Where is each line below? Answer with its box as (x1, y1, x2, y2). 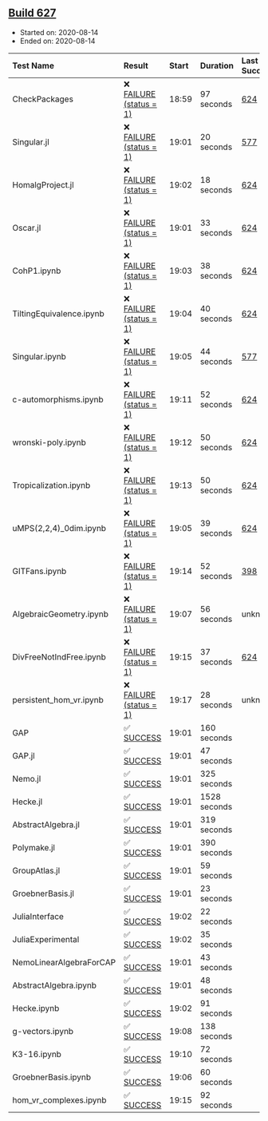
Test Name (12, 60, 54, 71)
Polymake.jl (12, 842, 56, 853)
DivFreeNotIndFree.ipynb (12, 651, 106, 662)
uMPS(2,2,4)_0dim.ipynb (12, 522, 106, 533)
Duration (199, 60, 234, 71)
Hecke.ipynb (12, 1002, 60, 1013)
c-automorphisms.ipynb (12, 394, 104, 405)
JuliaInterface (12, 910, 64, 921)
